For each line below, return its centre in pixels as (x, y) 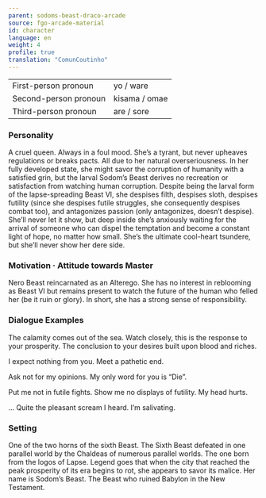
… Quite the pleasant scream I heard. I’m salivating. (92, 407)
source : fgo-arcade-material (56, 23)
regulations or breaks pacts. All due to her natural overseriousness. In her (128, 161)
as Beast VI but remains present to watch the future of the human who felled (133, 291)
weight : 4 (25, 45)
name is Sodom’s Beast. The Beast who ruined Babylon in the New (117, 479)
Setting (23, 427)
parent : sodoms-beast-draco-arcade (67, 15)
